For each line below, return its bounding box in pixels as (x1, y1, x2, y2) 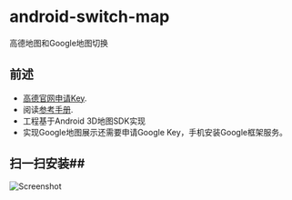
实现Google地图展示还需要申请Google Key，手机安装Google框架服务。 (22, 126, 288, 137)
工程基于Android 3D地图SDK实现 (22, 115, 146, 126)
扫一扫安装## (9, 156, 86, 172)
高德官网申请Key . (22, 93, 87, 104)
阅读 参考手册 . (22, 104, 74, 115)
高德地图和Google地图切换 (9, 37, 109, 48)
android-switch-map (9, 6, 170, 27)
